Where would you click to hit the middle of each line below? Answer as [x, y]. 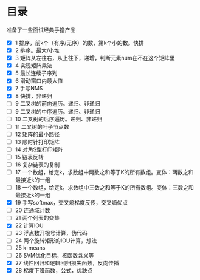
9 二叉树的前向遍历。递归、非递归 [57, 104]
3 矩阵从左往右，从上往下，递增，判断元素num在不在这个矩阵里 [95, 58]
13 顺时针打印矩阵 [37, 142]
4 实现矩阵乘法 [34, 66]
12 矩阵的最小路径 [37, 134]
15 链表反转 [29, 157]
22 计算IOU [29, 225]
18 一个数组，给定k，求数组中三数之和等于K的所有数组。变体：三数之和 [105, 188]
